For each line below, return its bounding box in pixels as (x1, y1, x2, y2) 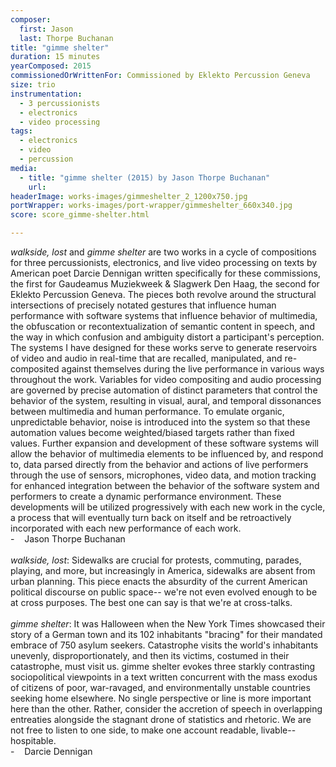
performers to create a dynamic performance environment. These (10, 491, 282, 502)
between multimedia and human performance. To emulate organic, (10, 406, 285, 417)
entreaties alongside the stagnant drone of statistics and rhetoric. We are (10, 714, 312, 725)
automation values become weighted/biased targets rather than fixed (10, 427, 295, 438)
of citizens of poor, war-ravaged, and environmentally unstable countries (10, 682, 311, 693)
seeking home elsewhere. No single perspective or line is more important (10, 692, 312, 704)
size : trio (10, 80, 56, 90)
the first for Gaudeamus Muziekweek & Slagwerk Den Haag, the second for (10, 278, 320, 290)
